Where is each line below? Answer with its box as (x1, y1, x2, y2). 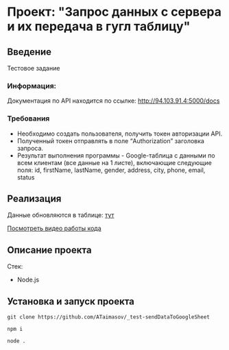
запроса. (16, 144, 43, 152)
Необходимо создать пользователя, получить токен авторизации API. (16, 129, 223, 138)
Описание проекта (7, 244, 92, 255)
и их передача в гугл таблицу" (7, 18, 191, 34)
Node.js (16, 275, 40, 284)
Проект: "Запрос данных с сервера (7, 4, 221, 20)
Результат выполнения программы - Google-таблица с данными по (16, 151, 215, 160)
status (16, 173, 35, 182)
